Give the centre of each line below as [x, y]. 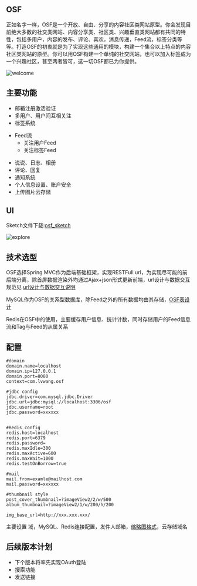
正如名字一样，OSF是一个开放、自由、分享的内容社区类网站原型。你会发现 [96, 24]
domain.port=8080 [27, 376]
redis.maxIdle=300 [28, 449]
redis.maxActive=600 [31, 454]
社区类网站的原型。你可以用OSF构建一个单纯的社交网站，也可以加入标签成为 [98, 54]
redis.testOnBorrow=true [36, 464]
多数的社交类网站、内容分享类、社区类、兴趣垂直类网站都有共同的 [101, 32]
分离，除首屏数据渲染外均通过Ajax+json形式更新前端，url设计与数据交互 [103, 280]
